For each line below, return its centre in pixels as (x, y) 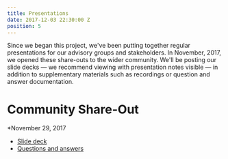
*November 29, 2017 (37, 128)
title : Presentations (38, 13)
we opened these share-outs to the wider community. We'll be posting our (112, 60)
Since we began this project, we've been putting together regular (99, 46)
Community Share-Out (73, 109)
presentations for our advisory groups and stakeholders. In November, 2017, (114, 53)
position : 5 (24, 26)
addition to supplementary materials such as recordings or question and (109, 74)
